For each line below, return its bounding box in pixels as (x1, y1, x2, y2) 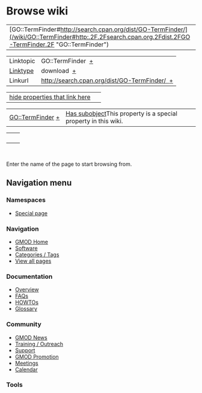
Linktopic (9, 56, 35, 65)
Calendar (14, 365, 38, 373)
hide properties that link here (9, 93, 91, 101)
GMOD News (14, 334, 47, 341)
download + (41, 66, 76, 75)
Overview (14, 286, 39, 293)
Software (14, 245, 38, 252)
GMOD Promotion (14, 353, 59, 360)
